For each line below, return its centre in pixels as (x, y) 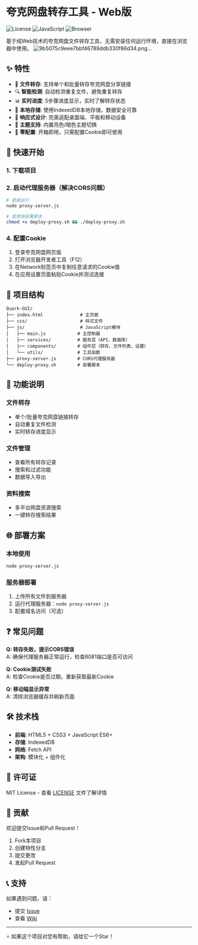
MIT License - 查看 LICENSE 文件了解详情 (57, 792)
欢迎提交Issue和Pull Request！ (43, 828)
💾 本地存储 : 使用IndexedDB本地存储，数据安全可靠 (76, 110)
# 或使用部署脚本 (24, 217)
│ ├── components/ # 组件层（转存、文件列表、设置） (77, 346)
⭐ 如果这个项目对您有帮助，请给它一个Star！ (60, 936)
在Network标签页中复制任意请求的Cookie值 (67, 267)
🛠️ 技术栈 (23, 717)
